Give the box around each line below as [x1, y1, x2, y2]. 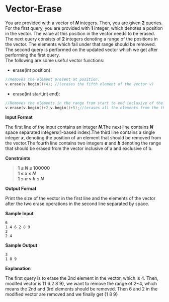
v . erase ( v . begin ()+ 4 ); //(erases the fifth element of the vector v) [5, 81, 154, 86]
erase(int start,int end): [12, 90, 60, 96]
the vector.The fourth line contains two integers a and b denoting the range [5, 140, 161, 146]
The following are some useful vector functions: [5, 57, 105, 63]
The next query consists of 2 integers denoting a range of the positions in [5, 36, 158, 42]
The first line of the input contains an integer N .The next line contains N [5, 124, 153, 130]
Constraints [5, 155, 31, 162]
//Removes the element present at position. [5, 77, 100, 82]
